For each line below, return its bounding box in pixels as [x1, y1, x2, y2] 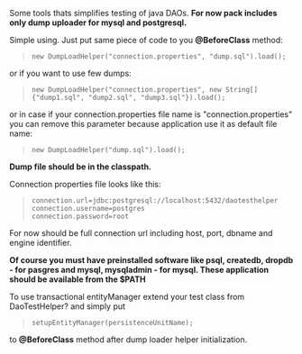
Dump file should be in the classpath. [9, 161, 151, 172]
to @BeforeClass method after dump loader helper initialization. [9, 334, 248, 345]
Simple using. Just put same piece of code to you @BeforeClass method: [9, 35, 284, 45]
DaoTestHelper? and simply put [9, 301, 126, 312]
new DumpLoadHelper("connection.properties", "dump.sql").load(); [31, 52, 287, 61]
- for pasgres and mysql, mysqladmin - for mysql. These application [9, 265, 270, 275]
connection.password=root [31, 212, 129, 221]
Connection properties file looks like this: [9, 179, 161, 189]
